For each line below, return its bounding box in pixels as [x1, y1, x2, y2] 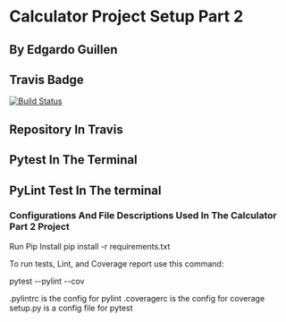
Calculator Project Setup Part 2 [9, 6, 244, 27]
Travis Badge [9, 72, 85, 87]
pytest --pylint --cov [9, 275, 85, 286]
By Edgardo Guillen [9, 42, 118, 57]
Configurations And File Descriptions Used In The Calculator [9, 209, 277, 222]
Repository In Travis [9, 122, 123, 137]
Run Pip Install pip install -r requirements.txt [9, 241, 171, 251]
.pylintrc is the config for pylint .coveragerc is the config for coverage [9, 292, 265, 303]
